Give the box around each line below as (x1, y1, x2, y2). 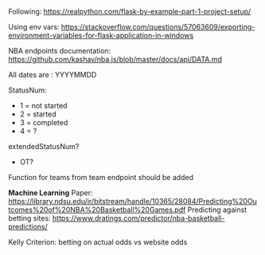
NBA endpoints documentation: (8, 46, 111, 55)
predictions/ (8, 222, 48, 231)
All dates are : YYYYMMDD (8, 70, 97, 79)
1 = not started (19, 101, 68, 110)
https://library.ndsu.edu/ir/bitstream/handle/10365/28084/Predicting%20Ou (8, 197, 257, 206)
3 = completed (19, 118, 68, 127)
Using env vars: (8, 22, 60, 31)
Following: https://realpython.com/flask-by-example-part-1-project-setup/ (8, 7, 251, 16)
